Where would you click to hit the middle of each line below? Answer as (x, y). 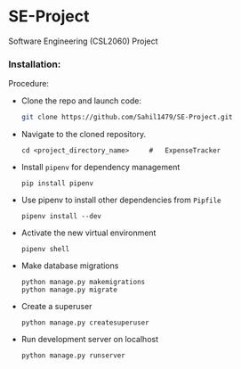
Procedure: (29, 84)
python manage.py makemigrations (83, 283)
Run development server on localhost (90, 340)
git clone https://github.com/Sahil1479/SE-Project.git (127, 118)
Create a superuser (56, 307)
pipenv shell (45, 250)
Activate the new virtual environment (88, 233)
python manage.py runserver (73, 356)
